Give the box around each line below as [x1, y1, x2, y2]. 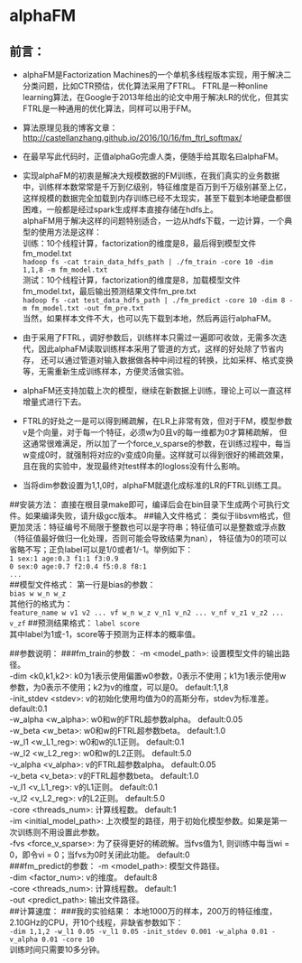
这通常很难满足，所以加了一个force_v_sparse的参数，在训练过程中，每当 [22, 439, 291, 449]
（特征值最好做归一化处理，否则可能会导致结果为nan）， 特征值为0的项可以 [9, 533, 288, 543]
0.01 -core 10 [41, 935, 95, 944]
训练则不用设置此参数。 [16, 827, 105, 838]
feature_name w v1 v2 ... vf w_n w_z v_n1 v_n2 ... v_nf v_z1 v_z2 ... [9, 608, 284, 617]
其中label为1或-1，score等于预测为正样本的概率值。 [9, 629, 201, 639]
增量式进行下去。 [22, 396, 87, 407]
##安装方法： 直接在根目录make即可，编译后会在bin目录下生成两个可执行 [9, 499, 282, 510]
